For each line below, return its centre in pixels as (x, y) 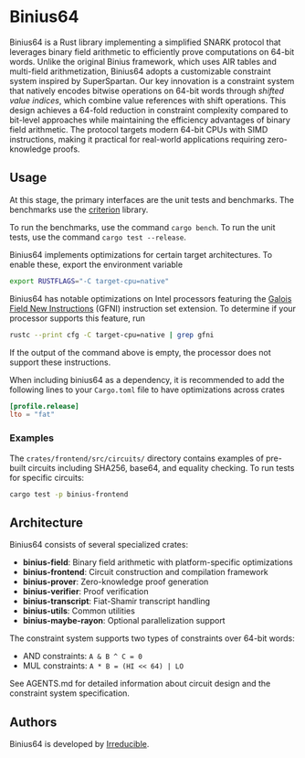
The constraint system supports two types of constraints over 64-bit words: (152, 638)
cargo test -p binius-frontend (69, 494)
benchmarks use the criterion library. (79, 209)
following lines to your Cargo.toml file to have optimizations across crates (147, 390)
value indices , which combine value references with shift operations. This (148, 100)
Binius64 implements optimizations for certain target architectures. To (141, 254)
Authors (33, 722)
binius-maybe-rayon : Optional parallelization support (124, 621)
